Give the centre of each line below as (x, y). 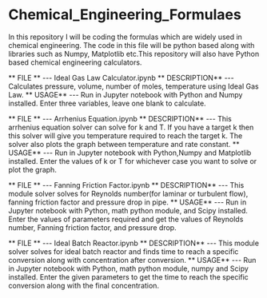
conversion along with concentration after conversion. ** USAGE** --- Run (132, 260)
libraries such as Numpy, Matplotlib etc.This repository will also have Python (134, 54)
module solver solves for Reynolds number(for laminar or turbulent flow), (128, 193)
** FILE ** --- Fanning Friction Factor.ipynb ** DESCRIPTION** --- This (126, 185)
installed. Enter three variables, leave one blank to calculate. (107, 103)
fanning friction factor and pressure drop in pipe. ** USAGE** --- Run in (128, 202)
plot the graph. (33, 169)
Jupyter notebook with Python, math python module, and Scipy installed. (128, 210)
